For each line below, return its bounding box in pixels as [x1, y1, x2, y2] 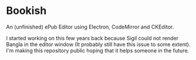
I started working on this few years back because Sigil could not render [6, 34, 179, 41]
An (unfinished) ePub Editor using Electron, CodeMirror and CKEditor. [6, 23, 174, 30]
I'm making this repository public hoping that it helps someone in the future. [6, 47, 190, 54]
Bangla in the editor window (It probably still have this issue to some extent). [6, 41, 191, 48]
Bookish [6, 4, 47, 17]
